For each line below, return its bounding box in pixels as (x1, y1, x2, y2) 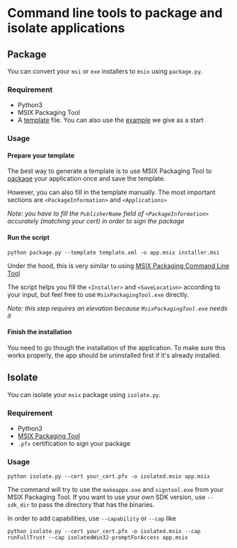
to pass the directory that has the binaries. (31, 501, 155, 509)
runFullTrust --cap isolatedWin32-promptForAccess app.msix (7, 534, 189, 542)
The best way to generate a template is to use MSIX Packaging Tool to (7, 167, 212, 175)
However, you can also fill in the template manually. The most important (7, 188, 216, 196)
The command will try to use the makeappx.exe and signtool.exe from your (7, 486, 224, 494)
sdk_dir (7, 502, 30, 509)
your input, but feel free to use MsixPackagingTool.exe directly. (7, 290, 190, 298)
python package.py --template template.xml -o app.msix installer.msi (7, 249, 220, 256)
